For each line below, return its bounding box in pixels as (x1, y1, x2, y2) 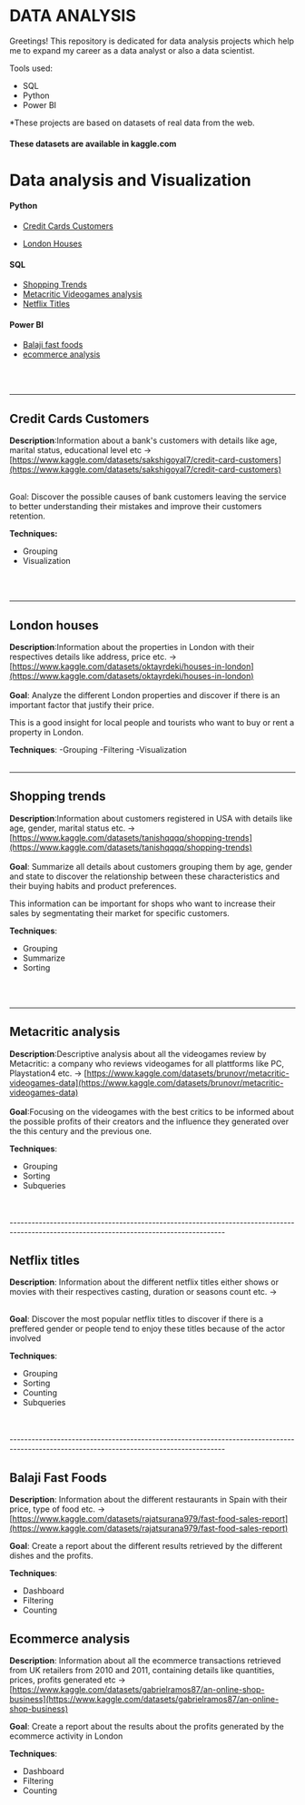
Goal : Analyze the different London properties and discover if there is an (9, 689, 280, 700)
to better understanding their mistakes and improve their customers (9, 501, 262, 512)
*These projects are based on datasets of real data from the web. (9, 117, 256, 128)
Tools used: (9, 63, 53, 74)
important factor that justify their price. (9, 699, 154, 710)
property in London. (9, 726, 84, 737)
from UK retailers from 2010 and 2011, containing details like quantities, (9, 1665, 275, 1676)
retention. (9, 510, 45, 522)
